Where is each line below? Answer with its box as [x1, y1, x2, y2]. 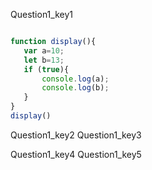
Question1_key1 [10, 9, 73, 20]
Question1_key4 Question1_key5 [10, 148, 142, 160]
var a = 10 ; [23, 45, 65, 56]
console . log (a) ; [41, 74, 110, 84]
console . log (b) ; [41, 83, 110, 93]
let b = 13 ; [23, 55, 65, 65]
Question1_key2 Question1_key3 [10, 129, 142, 141]
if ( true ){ [23, 64, 70, 74]
